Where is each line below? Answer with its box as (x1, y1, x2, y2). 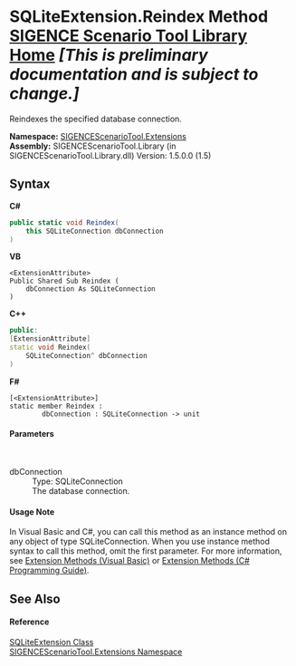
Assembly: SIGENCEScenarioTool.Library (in (9, 140, 177, 151)
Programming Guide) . (9, 565, 90, 576)
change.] (9, 83, 80, 104)
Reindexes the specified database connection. (9, 113, 183, 124)
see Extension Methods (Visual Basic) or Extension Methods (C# (9, 555, 251, 566)
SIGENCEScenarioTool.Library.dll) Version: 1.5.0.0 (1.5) (9, 150, 212, 160)
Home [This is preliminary (9, 45, 208, 65)
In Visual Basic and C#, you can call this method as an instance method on (9, 526, 288, 537)
